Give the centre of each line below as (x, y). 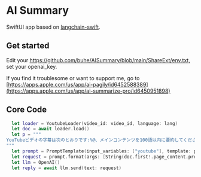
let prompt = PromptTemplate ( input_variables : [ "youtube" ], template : (101, 151)
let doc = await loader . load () (51, 129)
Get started (28, 46)
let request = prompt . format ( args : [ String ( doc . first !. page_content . (100, 157)
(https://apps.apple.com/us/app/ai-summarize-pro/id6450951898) (88, 91)
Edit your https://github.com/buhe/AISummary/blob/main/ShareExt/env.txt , (98, 60)
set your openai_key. (32, 66)
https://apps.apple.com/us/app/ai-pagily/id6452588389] (78, 84)
